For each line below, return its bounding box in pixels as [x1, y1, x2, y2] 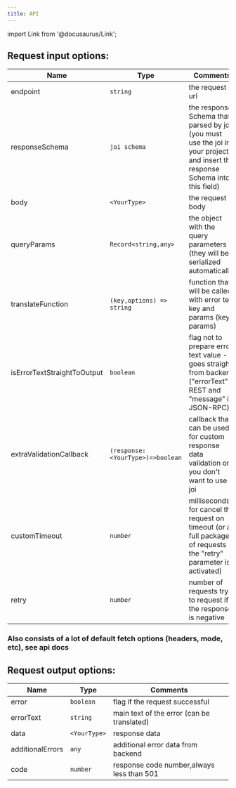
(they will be [188, 249, 230, 258]
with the [188, 222, 216, 232]
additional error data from [113, 740, 198, 750]
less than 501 [113, 769, 159, 779]
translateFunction [11, 299, 69, 309]
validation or [188, 458, 230, 468]
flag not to [188, 333, 223, 343]
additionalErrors [11, 744, 64, 754]
